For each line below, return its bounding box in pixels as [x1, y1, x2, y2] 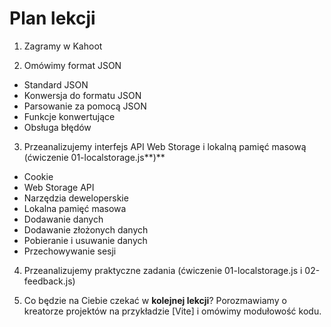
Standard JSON [23, 78, 89, 91]
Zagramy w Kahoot [23, 40, 103, 52]
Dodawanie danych [23, 213, 104, 225]
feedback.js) [23, 275, 76, 287]
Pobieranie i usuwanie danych [23, 234, 148, 246]
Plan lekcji [9, 7, 96, 30]
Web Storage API [23, 181, 95, 193]
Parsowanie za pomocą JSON [23, 100, 147, 112]
